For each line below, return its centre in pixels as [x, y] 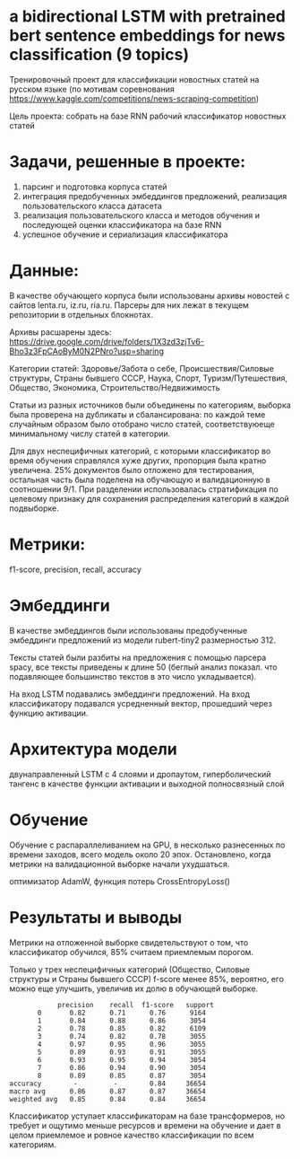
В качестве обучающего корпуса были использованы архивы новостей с [150, 295]
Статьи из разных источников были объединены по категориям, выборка [150, 405]
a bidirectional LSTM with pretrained [148, 17]
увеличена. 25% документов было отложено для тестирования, [132, 470]
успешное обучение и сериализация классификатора [125, 234]
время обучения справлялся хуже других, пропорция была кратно [138, 461]
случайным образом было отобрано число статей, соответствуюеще [142, 424]
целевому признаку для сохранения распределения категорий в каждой [149, 498]
